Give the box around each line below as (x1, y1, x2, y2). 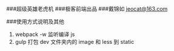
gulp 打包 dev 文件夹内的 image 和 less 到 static (15, 38, 135, 45)
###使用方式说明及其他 (6, 18, 65, 25)
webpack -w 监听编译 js (15, 31, 75, 38)
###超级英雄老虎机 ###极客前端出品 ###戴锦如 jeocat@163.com (6, 5, 168, 12)
